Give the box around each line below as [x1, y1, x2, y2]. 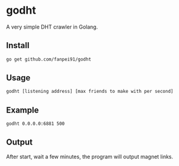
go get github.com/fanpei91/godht [6, 56, 92, 62]
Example [6, 105, 39, 115]
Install [6, 40, 30, 51]
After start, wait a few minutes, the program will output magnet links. [6, 153, 174, 160]
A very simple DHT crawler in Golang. [6, 23, 98, 30]
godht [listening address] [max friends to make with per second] [6, 89, 174, 95]
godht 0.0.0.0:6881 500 [6, 121, 65, 127]
